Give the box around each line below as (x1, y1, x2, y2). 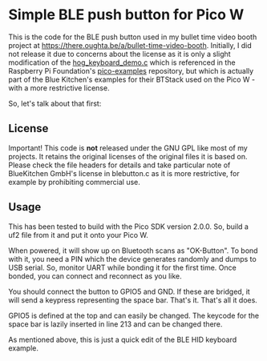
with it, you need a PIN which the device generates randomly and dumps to (8, 254, 257, 263)
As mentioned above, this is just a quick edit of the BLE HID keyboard (8, 335, 237, 344)
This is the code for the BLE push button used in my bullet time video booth (8, 32, 257, 42)
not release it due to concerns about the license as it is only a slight (8, 49, 231, 58)
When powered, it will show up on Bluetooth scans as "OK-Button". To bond (8, 246, 258, 255)
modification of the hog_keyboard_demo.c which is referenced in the (8, 58, 236, 67)
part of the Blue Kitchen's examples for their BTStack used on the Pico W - (8, 74, 255, 84)
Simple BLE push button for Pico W (8, 6, 245, 24)
